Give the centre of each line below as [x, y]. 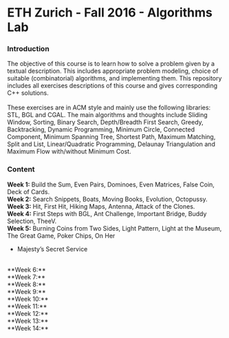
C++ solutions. [28, 93]
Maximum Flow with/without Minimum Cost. [69, 151]
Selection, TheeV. [32, 221]
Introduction [28, 49]
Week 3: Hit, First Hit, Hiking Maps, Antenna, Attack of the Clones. [101, 206]
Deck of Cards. [29, 191]
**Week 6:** [26, 269]
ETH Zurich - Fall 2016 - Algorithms [110, 13]
